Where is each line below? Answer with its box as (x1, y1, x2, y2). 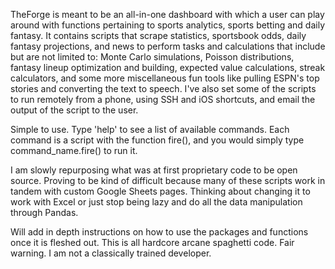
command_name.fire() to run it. (10, 145, 138, 156)
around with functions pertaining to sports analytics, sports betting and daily (10, 19, 326, 31)
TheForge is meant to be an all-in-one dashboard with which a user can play (10, 9, 325, 20)
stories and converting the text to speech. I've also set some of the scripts (10, 83, 317, 94)
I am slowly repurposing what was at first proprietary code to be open (10, 164, 298, 176)
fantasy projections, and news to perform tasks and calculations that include (10, 40, 326, 52)
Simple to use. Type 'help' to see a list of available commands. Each (10, 124, 290, 135)
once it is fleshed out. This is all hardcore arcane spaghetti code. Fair (10, 237, 295, 248)
